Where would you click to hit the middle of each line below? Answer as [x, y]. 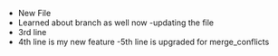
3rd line [32, 32]
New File [34, 13]
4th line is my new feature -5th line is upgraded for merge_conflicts [144, 42]
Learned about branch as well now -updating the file [116, 23]
